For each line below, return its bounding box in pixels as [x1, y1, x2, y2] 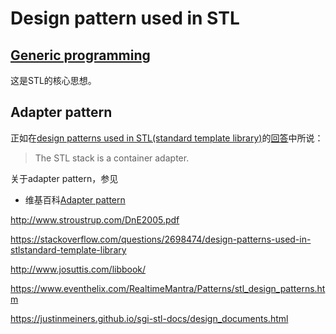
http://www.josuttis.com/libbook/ [10, 263, 147, 275]
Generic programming [10, 47, 151, 64]
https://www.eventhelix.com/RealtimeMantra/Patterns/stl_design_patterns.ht [10, 282, 326, 294]
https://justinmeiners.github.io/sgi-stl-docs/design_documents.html [10, 312, 289, 324]
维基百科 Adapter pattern [24, 193, 126, 206]
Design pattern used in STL [10, 7, 240, 30]
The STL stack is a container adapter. [34, 152, 190, 164]
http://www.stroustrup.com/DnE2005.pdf [10, 213, 180, 226]
